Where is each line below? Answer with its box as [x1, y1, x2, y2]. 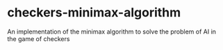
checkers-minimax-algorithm [7, 5, 181, 21]
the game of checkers [7, 34, 70, 42]
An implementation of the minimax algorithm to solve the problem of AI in [7, 27, 217, 36]
